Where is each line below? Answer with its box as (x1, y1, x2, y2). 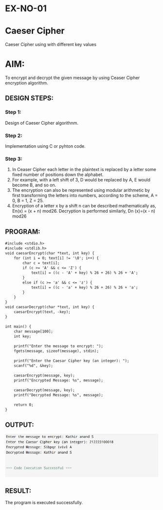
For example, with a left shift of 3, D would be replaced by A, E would (12, 177, 151, 183)
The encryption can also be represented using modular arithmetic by (12, 187, 150, 193)
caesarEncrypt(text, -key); (14, 310, 71, 314)
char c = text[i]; (22, 261, 60, 266)
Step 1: (5, 109, 21, 115)
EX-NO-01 (5, 3, 47, 14)
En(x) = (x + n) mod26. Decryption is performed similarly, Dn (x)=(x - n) (12, 208, 156, 214)
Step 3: (5, 155, 23, 162)
